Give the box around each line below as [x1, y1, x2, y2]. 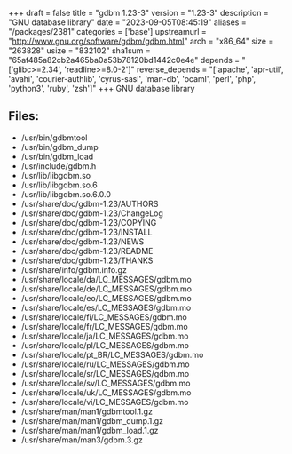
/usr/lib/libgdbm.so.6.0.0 [20, 188, 112, 199]
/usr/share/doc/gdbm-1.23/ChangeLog [20, 208, 163, 219]
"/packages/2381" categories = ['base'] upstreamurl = [8, 27, 208, 36]
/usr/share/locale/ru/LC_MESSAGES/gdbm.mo [20, 359, 190, 370]
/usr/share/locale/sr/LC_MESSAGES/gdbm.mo [20, 368, 190, 378]
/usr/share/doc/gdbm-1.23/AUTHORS [20, 198, 159, 209]
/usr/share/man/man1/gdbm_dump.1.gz [20, 415, 164, 426]
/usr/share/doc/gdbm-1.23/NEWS [20, 235, 145, 247]
